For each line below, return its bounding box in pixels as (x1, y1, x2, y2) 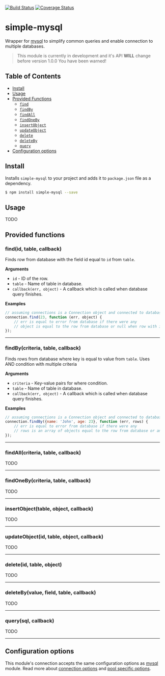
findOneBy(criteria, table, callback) (5, 477, 91, 484)
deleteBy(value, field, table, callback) (5, 589, 96, 596)
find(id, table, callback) (5, 245, 62, 252)
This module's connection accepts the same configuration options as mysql (5, 660, 159, 666)
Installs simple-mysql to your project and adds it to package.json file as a (5, 175, 151, 181)
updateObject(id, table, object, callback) (5, 533, 104, 540)
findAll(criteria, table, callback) (5, 449, 81, 456)
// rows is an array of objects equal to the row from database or (14, 429, 155, 433)
